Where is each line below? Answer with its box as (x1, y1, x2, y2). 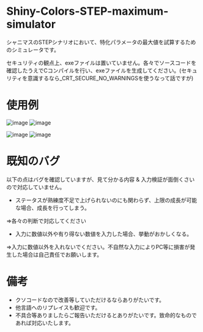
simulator (6, 17, 56, 31)
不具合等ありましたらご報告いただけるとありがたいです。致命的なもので (15, 311, 197, 318)
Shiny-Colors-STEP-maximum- (6, 4, 169, 18)
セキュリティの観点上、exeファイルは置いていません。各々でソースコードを (6, 59, 197, 66)
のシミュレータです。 (6, 46, 60, 53)
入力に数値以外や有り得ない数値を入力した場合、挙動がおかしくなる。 (15, 230, 193, 237)
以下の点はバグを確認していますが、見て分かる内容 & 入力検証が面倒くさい (6, 176, 195, 183)
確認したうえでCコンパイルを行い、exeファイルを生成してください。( (6, 66, 182, 74)
